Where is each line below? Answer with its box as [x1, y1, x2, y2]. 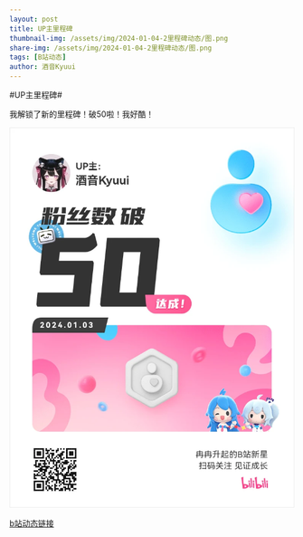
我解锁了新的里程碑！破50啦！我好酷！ [9, 109, 155, 120]
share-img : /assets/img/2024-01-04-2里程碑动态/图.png [9, 43, 213, 53]
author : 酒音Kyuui [9, 62, 76, 72]
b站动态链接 [9, 518, 54, 529]
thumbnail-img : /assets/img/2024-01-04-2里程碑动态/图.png [9, 34, 229, 43]
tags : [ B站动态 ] [9, 53, 67, 62]
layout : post [9, 14, 59, 24]
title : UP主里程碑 [9, 24, 74, 34]
